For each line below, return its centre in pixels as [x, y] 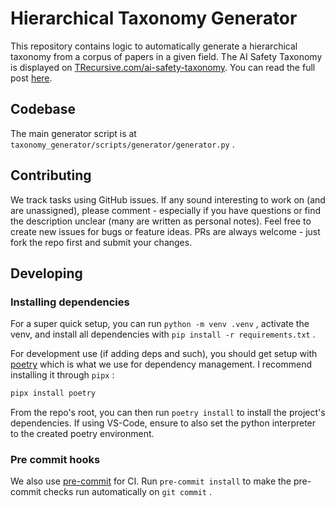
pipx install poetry [53, 393]
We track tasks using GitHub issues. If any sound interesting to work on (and [168, 199]
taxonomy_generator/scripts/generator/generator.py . [122, 144]
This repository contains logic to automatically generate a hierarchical [154, 46]
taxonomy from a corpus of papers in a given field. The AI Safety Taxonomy [166, 56]
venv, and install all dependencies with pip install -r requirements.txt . [163, 334]
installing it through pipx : [62, 375]
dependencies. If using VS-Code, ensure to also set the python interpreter [163, 423]
